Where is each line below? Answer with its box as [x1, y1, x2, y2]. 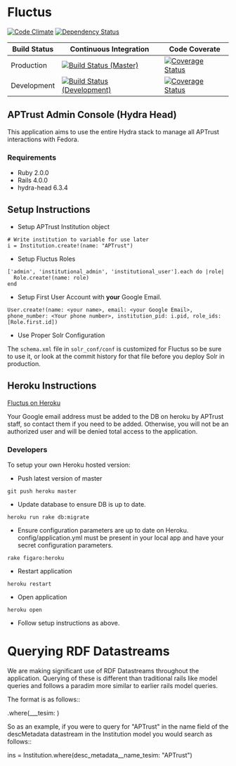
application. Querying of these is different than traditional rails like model [7, 674, 218, 682]
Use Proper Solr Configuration [17, 331, 105, 339]
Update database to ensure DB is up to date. [17, 500, 146, 508]
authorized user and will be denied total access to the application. [7, 427, 198, 436]
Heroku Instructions [7, 380, 97, 392]
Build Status [11, 44, 54, 53]
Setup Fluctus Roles [17, 254, 76, 263]
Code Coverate [169, 44, 221, 53]
